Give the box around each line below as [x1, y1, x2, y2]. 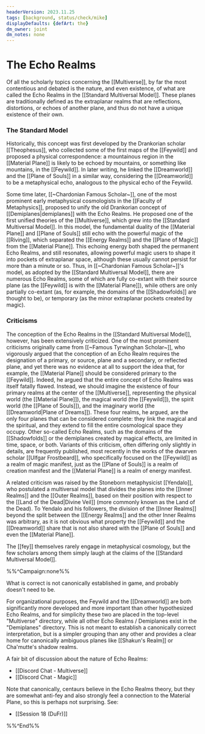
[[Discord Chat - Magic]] [15, 673, 77, 681]
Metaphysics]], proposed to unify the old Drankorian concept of [6, 204, 167, 211]
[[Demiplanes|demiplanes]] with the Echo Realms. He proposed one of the [6, 210, 193, 218]
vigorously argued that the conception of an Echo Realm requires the [6, 350, 180, 357]
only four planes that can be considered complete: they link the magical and [6, 415, 197, 422]
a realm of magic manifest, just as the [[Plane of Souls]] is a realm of [6, 460, 179, 468]
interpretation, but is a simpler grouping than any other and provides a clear [6, 630, 196, 637]
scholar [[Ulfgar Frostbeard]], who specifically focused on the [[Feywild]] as [6, 454, 198, 461]
